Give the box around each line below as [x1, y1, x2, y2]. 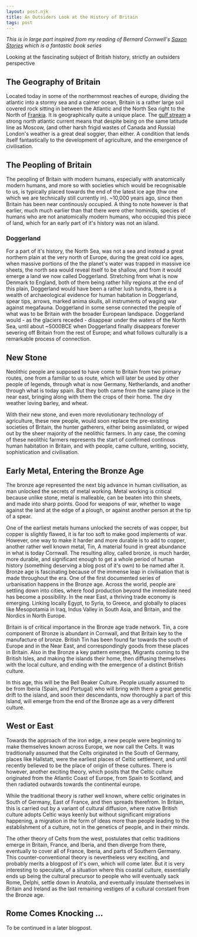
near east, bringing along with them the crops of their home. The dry [6, 393, 172, 400]
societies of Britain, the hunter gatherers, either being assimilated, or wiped [6, 423, 189, 431]
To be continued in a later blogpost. [6, 924, 92, 931]
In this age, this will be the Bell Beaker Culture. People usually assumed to [6, 678, 185, 685]
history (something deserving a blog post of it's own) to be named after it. [6, 561, 185, 569]
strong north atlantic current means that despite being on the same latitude [6, 117, 188, 125]
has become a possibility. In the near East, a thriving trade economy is [6, 593, 176, 600]
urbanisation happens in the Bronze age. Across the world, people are [6, 580, 176, 587]
